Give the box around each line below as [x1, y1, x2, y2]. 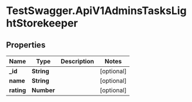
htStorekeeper [6, 16, 78, 30]
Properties [6, 40, 46, 50]
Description [60, 57, 95, 65]
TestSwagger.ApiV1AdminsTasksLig [6, 4, 187, 18]
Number [31, 86, 55, 94]
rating [9, 86, 26, 94]
